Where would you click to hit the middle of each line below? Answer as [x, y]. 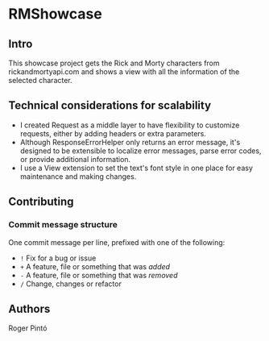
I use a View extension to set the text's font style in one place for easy [137, 168]
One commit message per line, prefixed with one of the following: [117, 242]
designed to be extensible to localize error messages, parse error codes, [141, 151]
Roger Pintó [28, 328]
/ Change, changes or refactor [71, 284]
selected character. [40, 80]
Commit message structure [63, 225]
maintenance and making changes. [78, 176]
